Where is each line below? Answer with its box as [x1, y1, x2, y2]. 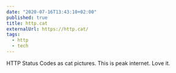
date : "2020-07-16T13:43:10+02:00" [6, 9, 97, 15]
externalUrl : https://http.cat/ [6, 26, 89, 32]
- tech [12, 43, 29, 49]
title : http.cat [6, 20, 48, 26]
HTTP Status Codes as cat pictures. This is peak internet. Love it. [6, 59, 170, 67]
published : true [6, 15, 48, 21]
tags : [6, 32, 20, 38]
